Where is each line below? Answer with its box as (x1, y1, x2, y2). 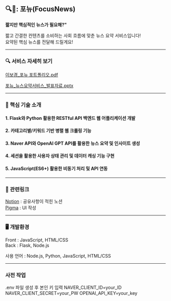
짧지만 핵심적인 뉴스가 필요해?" (5, 21, 67, 28)
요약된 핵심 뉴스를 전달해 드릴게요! (5, 39, 73, 45)
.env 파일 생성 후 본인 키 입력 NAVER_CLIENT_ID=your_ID (5, 284, 122, 290)
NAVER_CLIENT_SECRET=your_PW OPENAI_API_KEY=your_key (5, 290, 137, 296)
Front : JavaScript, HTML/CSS (5, 237, 69, 243)
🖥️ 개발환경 (5, 223, 30, 231)
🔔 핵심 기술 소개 (5, 102, 42, 109)
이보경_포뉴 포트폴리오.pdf (5, 72, 59, 78)
